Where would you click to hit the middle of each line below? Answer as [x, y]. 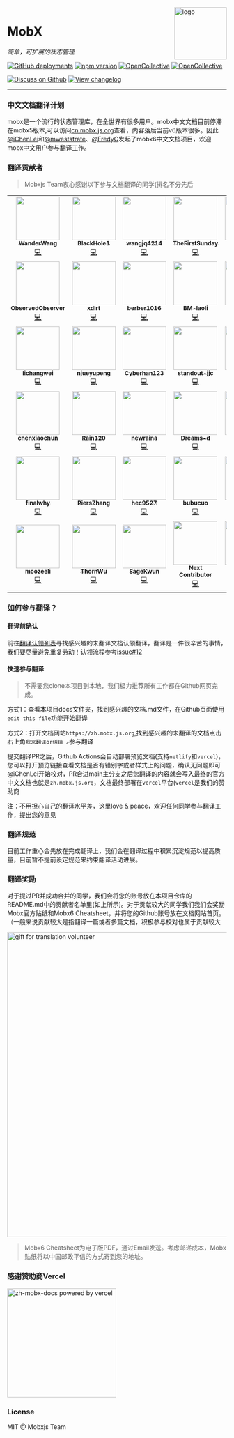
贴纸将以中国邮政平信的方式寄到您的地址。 [85, 1257]
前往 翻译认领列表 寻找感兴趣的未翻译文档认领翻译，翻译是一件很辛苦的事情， [117, 643]
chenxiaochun [38, 438]
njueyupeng [94, 373]
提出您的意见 [38, 814]
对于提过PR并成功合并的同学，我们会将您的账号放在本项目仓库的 [100, 896]
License [21, 1412]
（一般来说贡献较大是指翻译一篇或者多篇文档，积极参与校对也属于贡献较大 [114, 922]
